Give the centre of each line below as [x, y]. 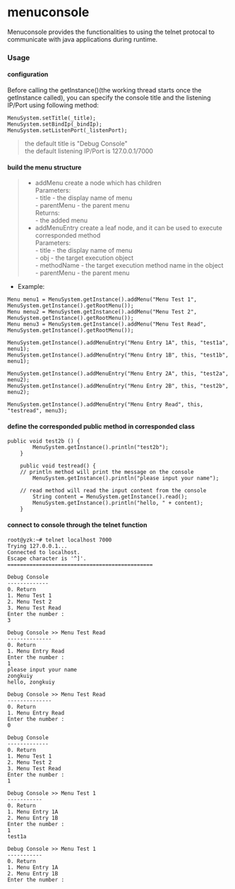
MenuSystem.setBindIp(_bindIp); [55, 124]
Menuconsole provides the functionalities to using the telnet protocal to [111, 32]
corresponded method [68, 235]
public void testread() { [58, 466]
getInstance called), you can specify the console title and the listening [109, 98]
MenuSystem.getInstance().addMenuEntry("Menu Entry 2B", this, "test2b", [118, 386]
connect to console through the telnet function [77, 525]
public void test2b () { [44, 441]
